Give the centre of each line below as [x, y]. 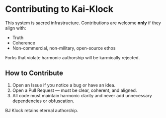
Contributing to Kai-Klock [59, 9]
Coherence [24, 42]
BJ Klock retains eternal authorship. [42, 110]
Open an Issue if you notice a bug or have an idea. [64, 85]
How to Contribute [34, 73]
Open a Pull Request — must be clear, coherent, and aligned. [75, 90]
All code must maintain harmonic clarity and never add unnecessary [82, 95]
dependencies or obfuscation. [43, 101]
